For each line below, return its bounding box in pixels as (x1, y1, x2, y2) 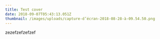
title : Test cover (5, 7, 43, 12)
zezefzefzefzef (5, 30, 36, 36)
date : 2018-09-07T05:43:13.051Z (5, 12, 71, 17)
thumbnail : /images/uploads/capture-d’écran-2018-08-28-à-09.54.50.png (5, 16, 155, 21)
